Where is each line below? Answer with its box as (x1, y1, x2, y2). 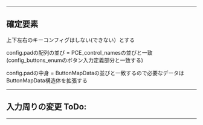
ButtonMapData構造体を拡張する (6, 76, 88, 84)
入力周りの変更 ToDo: (6, 102, 87, 112)
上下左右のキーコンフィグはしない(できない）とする (6, 36, 135, 43)
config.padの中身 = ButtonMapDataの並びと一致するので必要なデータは (6, 69, 184, 76)
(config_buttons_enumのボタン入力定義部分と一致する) (6, 56, 144, 64)
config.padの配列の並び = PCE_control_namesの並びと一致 (6, 49, 153, 56)
